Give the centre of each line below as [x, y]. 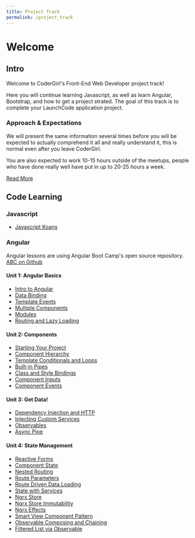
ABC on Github [24, 262]
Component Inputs [38, 380]
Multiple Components [41, 308]
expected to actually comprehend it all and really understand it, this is [92, 142]
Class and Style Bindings [45, 373]
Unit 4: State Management [39, 445]
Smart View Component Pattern [54, 516]
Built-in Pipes [31, 367]
